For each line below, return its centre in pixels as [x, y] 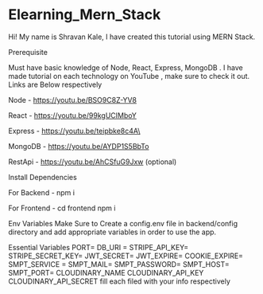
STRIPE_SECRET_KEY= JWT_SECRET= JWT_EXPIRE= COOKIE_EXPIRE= [126, 256]
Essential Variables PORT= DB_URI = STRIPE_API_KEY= [99, 247]
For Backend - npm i [42, 192]
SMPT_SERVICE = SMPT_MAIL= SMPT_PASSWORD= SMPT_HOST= [119, 264]
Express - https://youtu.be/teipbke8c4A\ [74, 131]
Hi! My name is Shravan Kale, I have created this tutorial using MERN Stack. [132, 37]
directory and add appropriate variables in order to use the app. [112, 232]
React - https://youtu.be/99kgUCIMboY [72, 115]
